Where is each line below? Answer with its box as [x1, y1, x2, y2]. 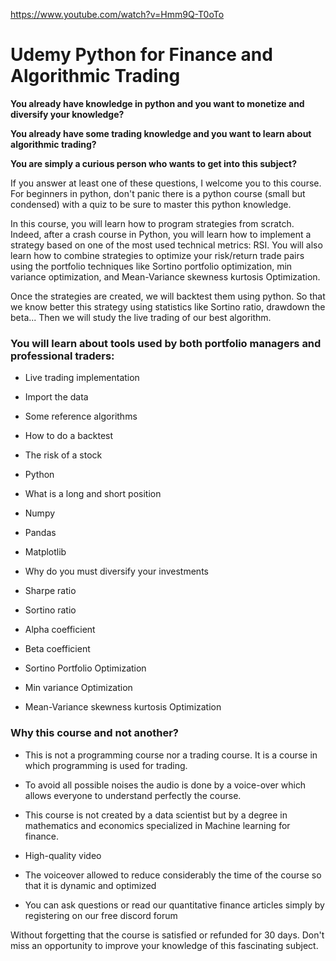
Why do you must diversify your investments [24, 565, 209, 578]
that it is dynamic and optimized [24, 879, 157, 891]
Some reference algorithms [24, 410, 138, 423]
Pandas [24, 527, 57, 539]
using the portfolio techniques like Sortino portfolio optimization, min [10, 260, 293, 272]
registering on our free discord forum [24, 909, 178, 921]
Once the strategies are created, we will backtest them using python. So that [10, 290, 326, 302]
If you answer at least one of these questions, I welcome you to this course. [10, 177, 322, 189]
